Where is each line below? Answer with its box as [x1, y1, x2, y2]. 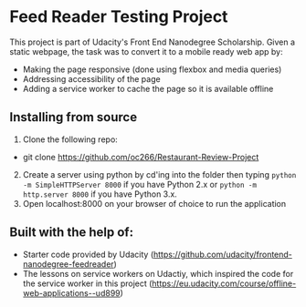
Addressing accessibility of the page [22, 73, 162, 84]
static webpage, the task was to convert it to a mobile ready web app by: [9, 46, 283, 56]
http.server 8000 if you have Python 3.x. [22, 189, 178, 200]
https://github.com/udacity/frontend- [153, 249, 292, 260]
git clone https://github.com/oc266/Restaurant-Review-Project [22, 151, 259, 162]
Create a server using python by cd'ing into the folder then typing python [22, 169, 297, 179]
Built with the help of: [9, 225, 134, 240]
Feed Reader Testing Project [9, 6, 228, 27]
